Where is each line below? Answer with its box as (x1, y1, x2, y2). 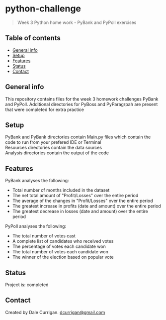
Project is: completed (5, 282, 49, 288)
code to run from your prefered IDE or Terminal (5, 139, 101, 145)
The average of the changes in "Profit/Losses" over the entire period (12, 198, 153, 204)
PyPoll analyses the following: (5, 223, 66, 229)
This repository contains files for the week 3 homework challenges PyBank (5, 96, 159, 102)
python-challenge (5, 3, 81, 14)
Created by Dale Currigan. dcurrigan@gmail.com (5, 309, 105, 315)
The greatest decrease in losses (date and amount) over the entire (12, 209, 148, 214)
